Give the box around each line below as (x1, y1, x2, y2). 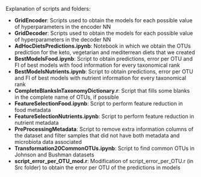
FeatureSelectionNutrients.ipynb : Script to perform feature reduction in (14, 113, 194, 120)
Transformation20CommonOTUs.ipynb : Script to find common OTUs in (14, 144, 195, 152)
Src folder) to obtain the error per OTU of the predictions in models (14, 164, 181, 171)
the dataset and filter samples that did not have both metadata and (14, 132, 180, 139)
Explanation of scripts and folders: (5, 5, 91, 12)
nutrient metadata (14, 119, 59, 126)
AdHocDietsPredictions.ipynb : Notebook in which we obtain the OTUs (14, 42, 191, 49)
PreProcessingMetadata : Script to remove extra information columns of (14, 126, 194, 132)
